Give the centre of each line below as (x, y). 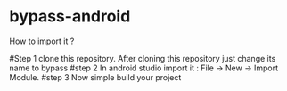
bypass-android (70, 17)
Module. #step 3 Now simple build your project (95, 77)
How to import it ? (42, 41)
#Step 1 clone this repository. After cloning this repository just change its (143, 58)
